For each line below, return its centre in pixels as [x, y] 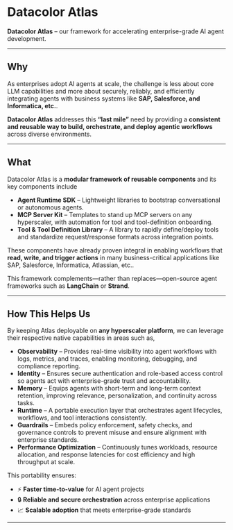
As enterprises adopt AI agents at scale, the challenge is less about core [111, 83]
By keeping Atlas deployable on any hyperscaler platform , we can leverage [115, 331]
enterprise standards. [48, 440]
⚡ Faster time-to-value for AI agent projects [80, 489]
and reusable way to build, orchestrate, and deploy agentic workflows [110, 126]
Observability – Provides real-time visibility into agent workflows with [117, 352]
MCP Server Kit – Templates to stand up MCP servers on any [105, 214]
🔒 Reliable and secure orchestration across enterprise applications [114, 499]
